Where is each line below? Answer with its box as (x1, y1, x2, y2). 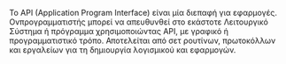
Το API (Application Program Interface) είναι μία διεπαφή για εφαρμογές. (9, 8, 277, 18)
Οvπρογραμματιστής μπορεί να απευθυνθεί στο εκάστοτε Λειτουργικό (9, 17, 268, 27)
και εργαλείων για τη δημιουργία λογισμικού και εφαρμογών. (9, 45, 236, 55)
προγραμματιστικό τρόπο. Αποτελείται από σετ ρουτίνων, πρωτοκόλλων (9, 35, 276, 46)
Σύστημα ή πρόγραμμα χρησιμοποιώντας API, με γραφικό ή (9, 26, 228, 36)
